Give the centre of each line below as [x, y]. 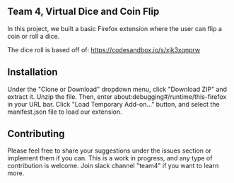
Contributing [36, 134]
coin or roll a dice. [34, 36]
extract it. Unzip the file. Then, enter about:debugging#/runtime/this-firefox [117, 96]
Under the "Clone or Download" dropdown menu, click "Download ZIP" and [117, 89]
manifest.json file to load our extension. [65, 112]
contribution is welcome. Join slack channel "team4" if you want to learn [113, 166]
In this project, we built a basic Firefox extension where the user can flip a [115, 28]
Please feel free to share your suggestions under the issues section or [110, 150]
